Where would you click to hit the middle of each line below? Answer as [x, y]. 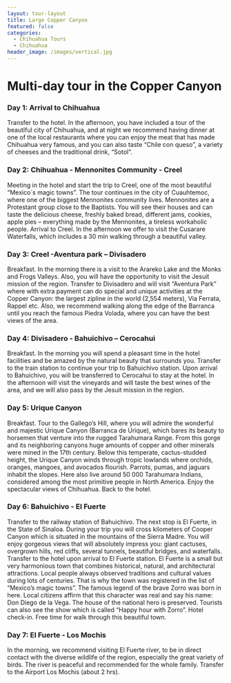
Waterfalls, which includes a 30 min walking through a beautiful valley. [107, 236]
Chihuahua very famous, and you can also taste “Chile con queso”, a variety [115, 145]
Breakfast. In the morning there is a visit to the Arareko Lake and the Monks [114, 269]
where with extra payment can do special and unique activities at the [105, 291]
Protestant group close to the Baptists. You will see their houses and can [110, 207]
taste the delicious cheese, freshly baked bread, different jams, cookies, [110, 214]
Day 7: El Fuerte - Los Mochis [57, 635]
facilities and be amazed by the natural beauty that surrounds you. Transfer [114, 361]
